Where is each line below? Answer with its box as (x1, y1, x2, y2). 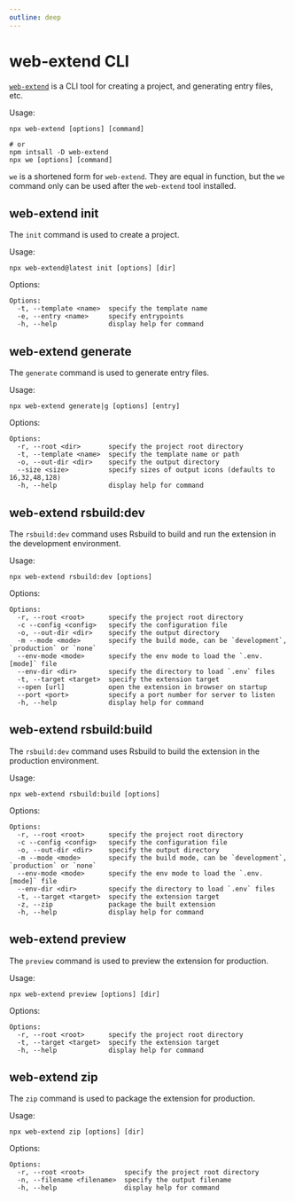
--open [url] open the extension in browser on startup (17, 683, 268, 692)
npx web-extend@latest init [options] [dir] (9, 263, 176, 273)
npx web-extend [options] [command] (9, 124, 144, 133)
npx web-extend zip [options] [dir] (9, 1127, 144, 1136)
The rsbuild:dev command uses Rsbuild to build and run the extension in (9, 529, 276, 539)
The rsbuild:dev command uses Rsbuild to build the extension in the (9, 746, 260, 757)
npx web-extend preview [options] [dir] (9, 990, 161, 999)
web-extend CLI (9, 51, 130, 71)
